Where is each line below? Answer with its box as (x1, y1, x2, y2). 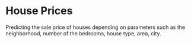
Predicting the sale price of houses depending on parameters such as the (5, 24, 185, 31)
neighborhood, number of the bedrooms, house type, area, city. (5, 29, 161, 37)
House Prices (5, 4, 73, 18)
